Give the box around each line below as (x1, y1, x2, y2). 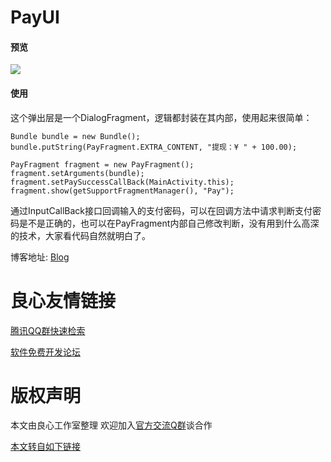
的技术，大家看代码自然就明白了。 (10, 229, 151, 241)
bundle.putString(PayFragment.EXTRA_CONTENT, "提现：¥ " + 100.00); (10, 142, 298, 152)
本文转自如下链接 (10, 441, 81, 453)
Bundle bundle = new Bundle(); (10, 131, 141, 141)
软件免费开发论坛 (10, 346, 81, 358)
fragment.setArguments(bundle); (10, 168, 145, 178)
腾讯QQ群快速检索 (10, 324, 86, 336)
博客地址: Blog (10, 251, 70, 263)
